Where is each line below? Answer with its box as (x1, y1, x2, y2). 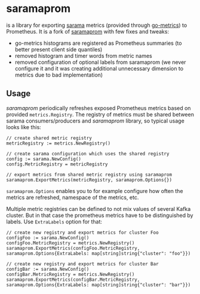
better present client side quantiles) (14, 45, 103, 53)
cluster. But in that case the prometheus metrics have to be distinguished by (6, 212, 193, 219)
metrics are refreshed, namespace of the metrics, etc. (6, 194, 139, 201)
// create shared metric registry (6, 135, 93, 141)
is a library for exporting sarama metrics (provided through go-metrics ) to (6, 22, 187, 29)
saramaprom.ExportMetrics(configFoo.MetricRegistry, (6, 245, 140, 251)
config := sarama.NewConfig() (6, 156, 82, 162)
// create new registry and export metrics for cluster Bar (6, 261, 159, 267)
